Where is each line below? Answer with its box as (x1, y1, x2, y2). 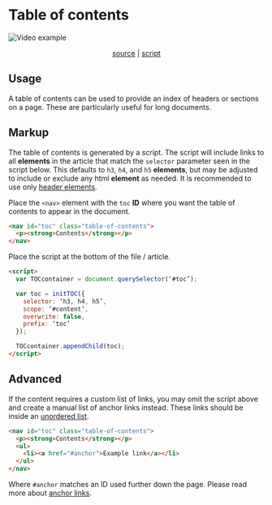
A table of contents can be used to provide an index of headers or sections (8, 94, 259, 103)
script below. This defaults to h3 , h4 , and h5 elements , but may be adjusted (8, 164, 258, 174)
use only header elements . (8, 181, 97, 192)
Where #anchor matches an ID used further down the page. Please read (8, 480, 248, 489)
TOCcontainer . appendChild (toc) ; (15, 342, 126, 350)
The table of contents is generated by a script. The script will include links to (8, 147, 265, 157)
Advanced (8, 372, 63, 386)
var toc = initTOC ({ (15, 290, 85, 298)
